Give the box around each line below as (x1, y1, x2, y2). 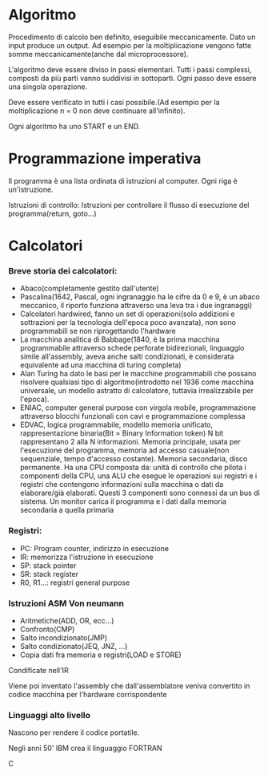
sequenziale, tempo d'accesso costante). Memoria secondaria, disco (19, 454, 248, 464)
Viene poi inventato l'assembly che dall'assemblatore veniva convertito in (8, 680, 250, 691)
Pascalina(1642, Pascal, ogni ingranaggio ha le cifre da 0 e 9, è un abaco (19, 292, 260, 302)
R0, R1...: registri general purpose (19, 578, 130, 587)
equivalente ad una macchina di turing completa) (19, 360, 182, 370)
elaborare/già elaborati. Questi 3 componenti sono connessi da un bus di (19, 488, 260, 498)
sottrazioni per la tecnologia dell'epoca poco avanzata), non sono (19, 318, 236, 327)
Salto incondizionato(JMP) (19, 632, 108, 643)
